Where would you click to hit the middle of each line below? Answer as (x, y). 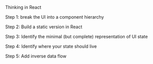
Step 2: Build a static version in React (44, 27)
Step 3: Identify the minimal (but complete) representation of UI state (76, 37)
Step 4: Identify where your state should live (51, 46)
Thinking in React (23, 7)
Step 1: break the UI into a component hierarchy (55, 17)
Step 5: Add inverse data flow (36, 56)
